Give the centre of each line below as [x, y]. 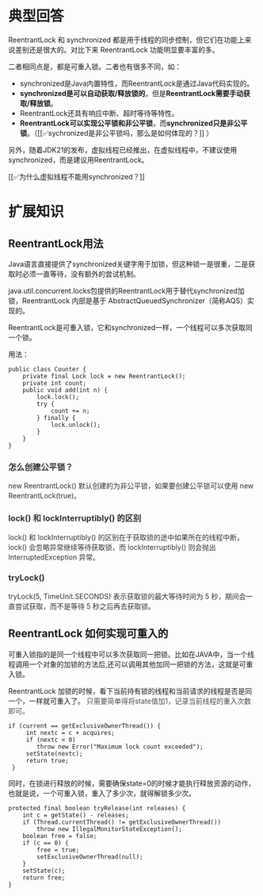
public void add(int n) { [65, 390]
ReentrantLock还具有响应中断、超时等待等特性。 [99, 113]
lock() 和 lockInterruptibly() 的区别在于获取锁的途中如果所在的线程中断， [126, 537]
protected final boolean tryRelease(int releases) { [97, 808]
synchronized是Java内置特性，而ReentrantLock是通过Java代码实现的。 [137, 83]
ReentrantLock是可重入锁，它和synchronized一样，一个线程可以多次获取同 [131, 327]
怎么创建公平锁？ [41, 467]
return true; [47, 760]
